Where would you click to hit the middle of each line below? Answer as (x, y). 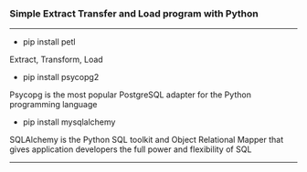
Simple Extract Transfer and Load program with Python (134, 14)
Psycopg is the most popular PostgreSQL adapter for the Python (130, 95)
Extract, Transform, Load (56, 60)
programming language (53, 105)
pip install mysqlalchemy (69, 122)
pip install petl (49, 42)
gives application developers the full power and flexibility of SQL (131, 149)
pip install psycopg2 (61, 77)
